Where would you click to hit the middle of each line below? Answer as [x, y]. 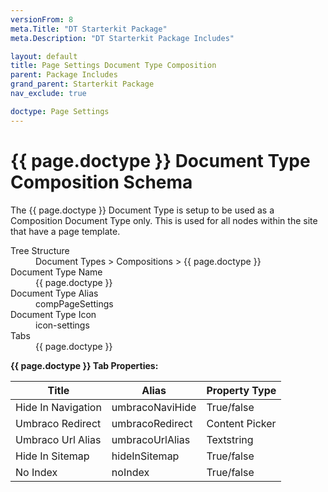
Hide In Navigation [58, 407]
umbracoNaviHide [154, 407]
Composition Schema [101, 182]
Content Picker [241, 423]
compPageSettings [74, 303]
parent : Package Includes [64, 75]
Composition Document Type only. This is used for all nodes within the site [164, 220]
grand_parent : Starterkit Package [82, 84]
